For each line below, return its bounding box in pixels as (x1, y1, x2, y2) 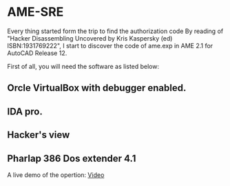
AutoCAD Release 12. (7, 49, 67, 57)
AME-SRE (7, 4, 64, 20)
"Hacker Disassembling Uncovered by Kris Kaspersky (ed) (7, 34, 173, 42)
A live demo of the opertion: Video (7, 170, 105, 179)
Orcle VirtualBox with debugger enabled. (7, 82, 187, 94)
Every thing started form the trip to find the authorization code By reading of (7, 27, 224, 35)
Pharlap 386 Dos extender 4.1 (7, 152, 136, 164)
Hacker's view (7, 129, 70, 141)
